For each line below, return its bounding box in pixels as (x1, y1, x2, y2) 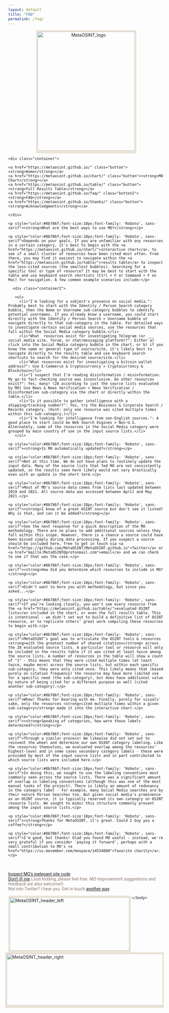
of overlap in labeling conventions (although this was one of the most (8, 779, 161, 784)
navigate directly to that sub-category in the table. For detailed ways (8, 321, 164, 326)
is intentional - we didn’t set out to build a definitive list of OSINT (8, 615, 164, 620)
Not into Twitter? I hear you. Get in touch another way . (8, 886, 111, 892)
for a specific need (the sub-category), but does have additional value (8, 675, 164, 680)
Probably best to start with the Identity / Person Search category (8, 304, 152, 308)
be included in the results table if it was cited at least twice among (8, 650, 161, 655)
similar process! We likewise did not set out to (45, 736, 150, 741)
